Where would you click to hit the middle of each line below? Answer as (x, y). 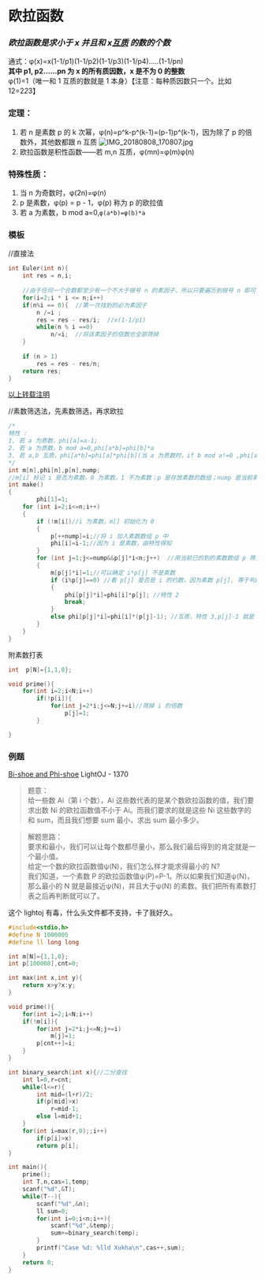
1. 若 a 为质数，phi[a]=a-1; (53, 441)
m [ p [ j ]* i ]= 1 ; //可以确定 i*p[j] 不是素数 (113, 572)
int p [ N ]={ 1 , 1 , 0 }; (40, 670)
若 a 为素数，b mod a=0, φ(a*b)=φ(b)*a (82, 213)
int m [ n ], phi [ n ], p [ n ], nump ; (54, 470)
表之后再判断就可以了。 (65, 896)
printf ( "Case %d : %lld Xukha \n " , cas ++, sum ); (111, 1248)
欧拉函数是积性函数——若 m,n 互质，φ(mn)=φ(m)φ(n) (107, 151)
